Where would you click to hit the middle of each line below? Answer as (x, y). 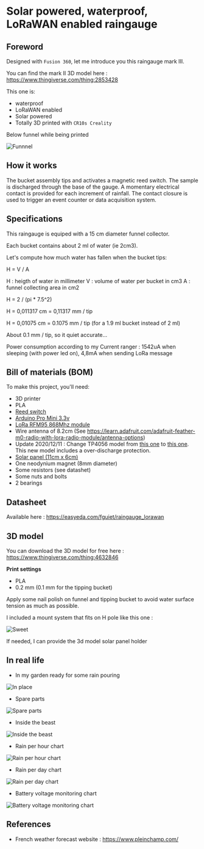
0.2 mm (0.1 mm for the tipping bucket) (64, 588)
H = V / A (18, 269)
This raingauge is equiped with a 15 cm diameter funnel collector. (88, 234)
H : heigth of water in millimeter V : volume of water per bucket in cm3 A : (98, 281)
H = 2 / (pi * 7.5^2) (29, 299)
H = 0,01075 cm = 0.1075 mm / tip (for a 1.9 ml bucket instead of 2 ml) (93, 323)
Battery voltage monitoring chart (56, 793)
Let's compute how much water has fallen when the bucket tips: (87, 257)
